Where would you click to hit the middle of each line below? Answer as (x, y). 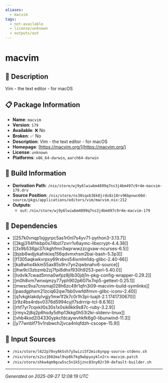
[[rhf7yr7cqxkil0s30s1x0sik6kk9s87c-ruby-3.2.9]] (64, 307)
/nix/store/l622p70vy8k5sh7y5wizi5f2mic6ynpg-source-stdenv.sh (80, 352)
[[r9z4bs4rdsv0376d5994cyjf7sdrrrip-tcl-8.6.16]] (63, 302)
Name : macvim (27, 119)
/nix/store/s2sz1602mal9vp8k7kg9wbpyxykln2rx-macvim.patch (75, 357)
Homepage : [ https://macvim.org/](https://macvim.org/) (69, 147)
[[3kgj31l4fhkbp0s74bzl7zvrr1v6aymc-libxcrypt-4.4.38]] (70, 243)
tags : (11, 19)
